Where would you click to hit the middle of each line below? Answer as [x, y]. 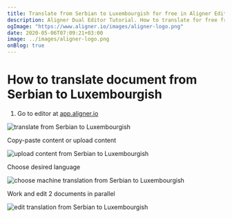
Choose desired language [44, 167]
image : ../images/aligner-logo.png [58, 39]
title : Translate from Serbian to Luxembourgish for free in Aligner [109, 13]
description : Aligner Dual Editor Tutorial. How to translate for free [112, 20]
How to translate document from [102, 80]
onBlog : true [26, 46]
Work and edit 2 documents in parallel [61, 193]
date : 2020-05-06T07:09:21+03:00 [55, 33]
